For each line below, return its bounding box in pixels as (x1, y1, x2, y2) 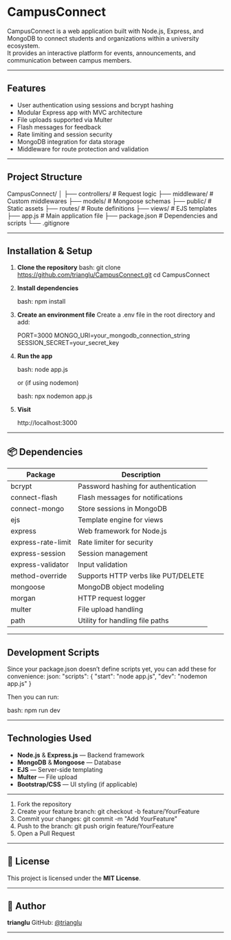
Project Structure (7, 171, 82, 183)
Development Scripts (7, 647, 100, 658)
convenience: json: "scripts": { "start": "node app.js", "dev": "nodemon (7, 672, 208, 680)
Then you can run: (7, 693, 59, 701)
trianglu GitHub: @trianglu (7, 919, 82, 927)
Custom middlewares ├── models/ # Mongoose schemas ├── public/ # (7, 197, 212, 205)
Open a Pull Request (16, 829, 76, 837)
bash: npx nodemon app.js (16, 392, 93, 400)
